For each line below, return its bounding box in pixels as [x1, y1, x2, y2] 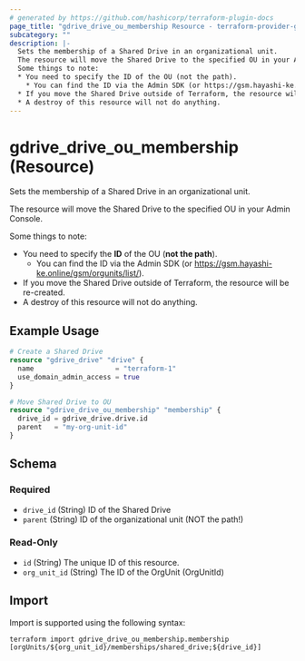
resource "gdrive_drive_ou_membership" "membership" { [9, 406, 221, 415]
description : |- [9, 38, 71, 48]
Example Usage [9, 323, 100, 339]
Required [9, 483, 51, 496]
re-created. [22, 287, 65, 298]
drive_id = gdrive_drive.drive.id [17, 414, 148, 423]
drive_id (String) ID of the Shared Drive [22, 504, 172, 515]
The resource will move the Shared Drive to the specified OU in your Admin [9, 203, 290, 214]
